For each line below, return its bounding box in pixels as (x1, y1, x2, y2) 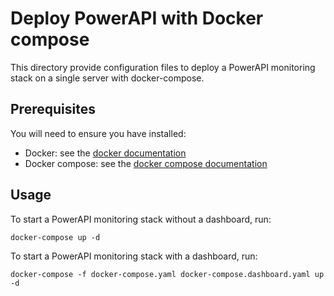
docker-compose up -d (10, 232, 101, 242)
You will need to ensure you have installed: (10, 127, 187, 139)
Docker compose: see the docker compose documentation (24, 157, 268, 169)
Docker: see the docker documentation (24, 147, 187, 159)
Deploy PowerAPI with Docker (10, 7, 264, 30)
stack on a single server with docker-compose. (10, 72, 205, 84)
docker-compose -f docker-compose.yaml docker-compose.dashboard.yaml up (10, 269, 325, 279)
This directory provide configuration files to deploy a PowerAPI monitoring (10, 61, 316, 73)
